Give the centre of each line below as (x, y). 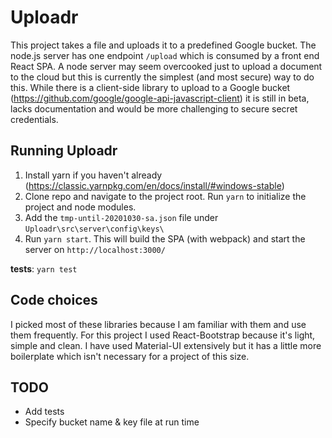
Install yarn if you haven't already (93, 175)
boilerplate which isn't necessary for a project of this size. (130, 356)
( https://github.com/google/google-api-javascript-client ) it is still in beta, (160, 98)
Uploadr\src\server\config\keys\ (94, 229)
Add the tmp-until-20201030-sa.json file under (121, 217)
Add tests (44, 412)
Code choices (54, 300)
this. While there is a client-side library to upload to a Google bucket (150, 87)
